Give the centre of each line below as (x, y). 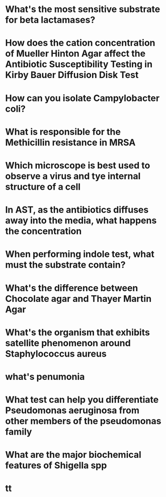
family (19, 432)
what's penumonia (45, 377)
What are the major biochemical (73, 455)
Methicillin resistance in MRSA (70, 142)
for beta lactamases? (50, 20)
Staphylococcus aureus (56, 354)
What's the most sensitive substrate (83, 9)
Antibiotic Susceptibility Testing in (79, 64)
